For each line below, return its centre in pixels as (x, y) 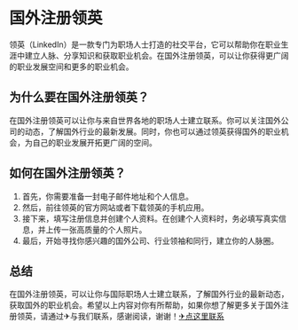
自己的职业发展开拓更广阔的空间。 (94, 142)
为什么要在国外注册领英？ (79, 97)
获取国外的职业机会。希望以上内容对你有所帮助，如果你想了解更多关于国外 (145, 305)
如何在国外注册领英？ (67, 173)
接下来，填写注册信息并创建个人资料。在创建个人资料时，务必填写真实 (150, 218)
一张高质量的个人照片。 (104, 229)
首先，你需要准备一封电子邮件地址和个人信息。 (107, 196)
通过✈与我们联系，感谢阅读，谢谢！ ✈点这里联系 (136, 317)
